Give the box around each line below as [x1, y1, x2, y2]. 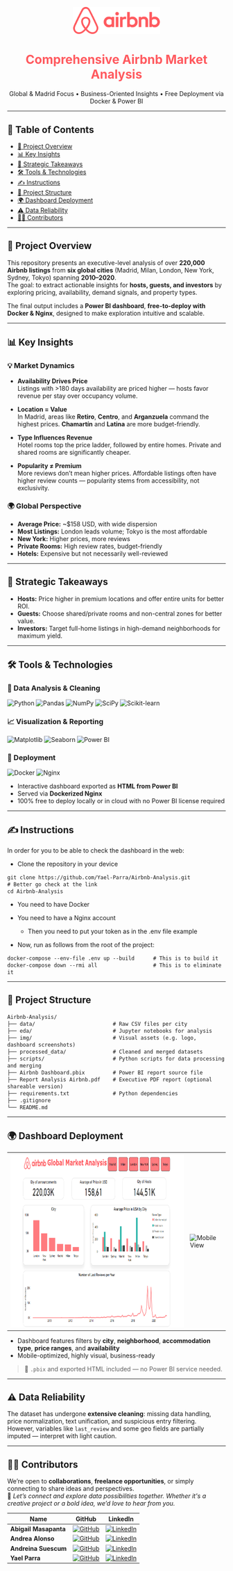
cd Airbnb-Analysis [7, 887, 64, 895]
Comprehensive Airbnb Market [25, 52, 208, 67]
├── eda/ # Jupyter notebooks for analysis [7, 1027, 213, 1034]
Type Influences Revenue [17, 433, 93, 442]
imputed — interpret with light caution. [7, 1432, 117, 1440]
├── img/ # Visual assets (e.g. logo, [7, 1034, 197, 1041]
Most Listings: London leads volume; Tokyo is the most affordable [17, 527, 208, 535]
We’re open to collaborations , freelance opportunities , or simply [7, 1477, 194, 1485]
